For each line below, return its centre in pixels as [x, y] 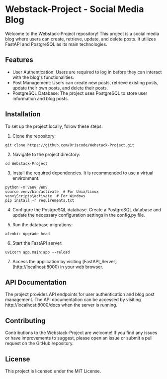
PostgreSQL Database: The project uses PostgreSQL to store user [80, 93]
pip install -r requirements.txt [40, 200]
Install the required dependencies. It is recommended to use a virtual [83, 173]
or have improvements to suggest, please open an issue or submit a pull [79, 338]
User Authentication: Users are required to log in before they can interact [87, 72]
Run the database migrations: [42, 224]
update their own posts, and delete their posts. [60, 88]
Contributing [25, 321]
